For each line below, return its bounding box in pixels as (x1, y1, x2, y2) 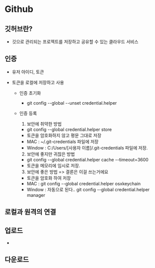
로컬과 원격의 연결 (4, 208, 56, 216)
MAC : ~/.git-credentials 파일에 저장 (26, 138, 99, 144)
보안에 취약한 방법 (26, 121, 62, 127)
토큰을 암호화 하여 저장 (26, 175, 71, 181)
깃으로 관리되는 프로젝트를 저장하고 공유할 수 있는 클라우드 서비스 (11, 39, 139, 44)
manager (26, 192, 45, 198)
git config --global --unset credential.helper (26, 100, 117, 106)
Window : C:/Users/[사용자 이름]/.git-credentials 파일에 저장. (26, 144, 148, 150)
